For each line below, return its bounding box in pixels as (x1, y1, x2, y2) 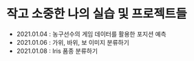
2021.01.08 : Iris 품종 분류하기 (16, 47, 98, 55)
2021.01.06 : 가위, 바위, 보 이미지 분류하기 (16, 38, 130, 46)
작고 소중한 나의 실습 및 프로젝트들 (6, 6, 187, 22)
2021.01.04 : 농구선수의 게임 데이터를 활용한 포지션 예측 (16, 30, 166, 38)
